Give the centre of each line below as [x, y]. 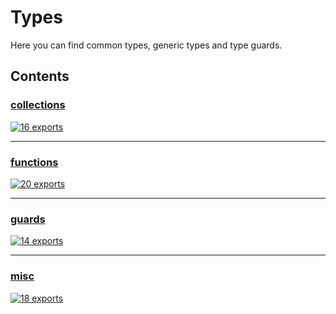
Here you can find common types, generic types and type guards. [146, 45]
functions [34, 162]
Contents [40, 76]
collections [38, 105]
